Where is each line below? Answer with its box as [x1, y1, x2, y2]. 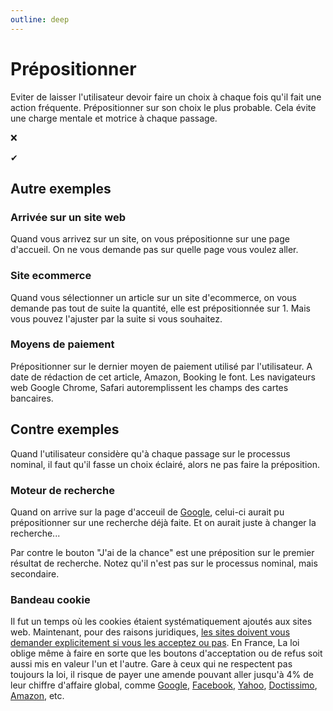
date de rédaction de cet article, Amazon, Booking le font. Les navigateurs [10, 371, 316, 383]
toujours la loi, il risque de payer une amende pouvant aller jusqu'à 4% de [10, 669, 314, 681]
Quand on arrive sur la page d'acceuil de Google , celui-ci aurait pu [10, 506, 285, 518]
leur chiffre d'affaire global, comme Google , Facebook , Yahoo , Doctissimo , [10, 679, 318, 691]
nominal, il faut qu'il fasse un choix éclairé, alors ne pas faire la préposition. [10, 458, 320, 470]
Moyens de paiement [10, 337, 115, 351]
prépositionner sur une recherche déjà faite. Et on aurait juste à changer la [10, 516, 317, 528]
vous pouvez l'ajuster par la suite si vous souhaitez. [10, 312, 223, 325]
